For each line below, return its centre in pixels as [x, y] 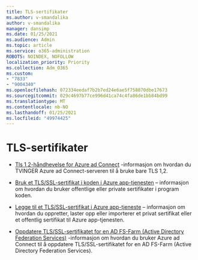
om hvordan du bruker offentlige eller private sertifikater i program [97, 189]
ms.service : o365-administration [48, 51]
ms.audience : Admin [31, 40]
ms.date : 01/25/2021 [32, 34]
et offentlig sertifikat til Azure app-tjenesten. [70, 220]
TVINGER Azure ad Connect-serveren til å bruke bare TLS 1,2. [91, 171]
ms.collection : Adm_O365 [37, 68]
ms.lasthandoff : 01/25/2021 [41, 113]
